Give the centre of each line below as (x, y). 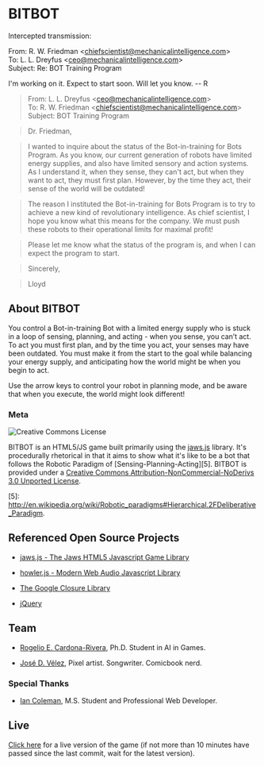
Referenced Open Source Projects (94, 538)
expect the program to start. (74, 253)
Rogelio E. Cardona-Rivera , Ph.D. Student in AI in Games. (113, 647)
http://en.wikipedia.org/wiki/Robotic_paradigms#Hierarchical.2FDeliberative (132, 505)
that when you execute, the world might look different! (97, 394)
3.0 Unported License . (45, 481)
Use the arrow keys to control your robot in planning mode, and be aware (128, 385)
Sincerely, (44, 268)
